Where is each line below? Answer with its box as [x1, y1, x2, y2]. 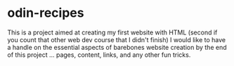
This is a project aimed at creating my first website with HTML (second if [7, 28, 218, 37]
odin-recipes [7, 5, 84, 21]
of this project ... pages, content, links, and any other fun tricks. [7, 51, 191, 59]
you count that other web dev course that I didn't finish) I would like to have [7, 35, 226, 44]
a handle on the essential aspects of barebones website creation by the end [7, 43, 227, 51]
